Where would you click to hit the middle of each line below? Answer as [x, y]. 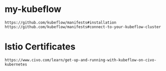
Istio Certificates [40, 47]
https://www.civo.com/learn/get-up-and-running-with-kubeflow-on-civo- [81, 60]
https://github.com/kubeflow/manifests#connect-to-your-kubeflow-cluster [83, 27]
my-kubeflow [33, 9]
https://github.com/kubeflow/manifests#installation [61, 22]
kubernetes [16, 64]
